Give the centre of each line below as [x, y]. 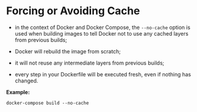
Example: [18, 92]
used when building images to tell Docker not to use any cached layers [101, 33]
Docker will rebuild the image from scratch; [68, 51]
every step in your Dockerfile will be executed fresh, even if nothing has [103, 74]
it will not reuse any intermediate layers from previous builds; [90, 63]
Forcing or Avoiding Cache [73, 11]
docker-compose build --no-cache [48, 103]
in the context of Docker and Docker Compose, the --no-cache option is [102, 27]
